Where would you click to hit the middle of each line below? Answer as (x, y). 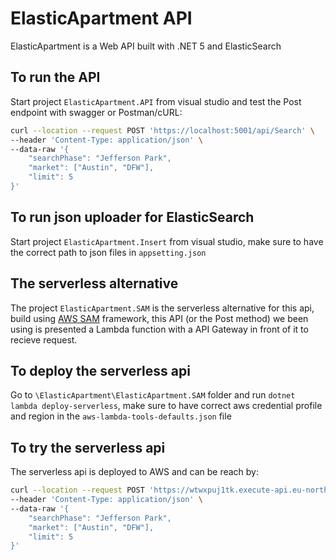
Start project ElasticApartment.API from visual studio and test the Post (156, 101)
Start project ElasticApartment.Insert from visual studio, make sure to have (167, 241)
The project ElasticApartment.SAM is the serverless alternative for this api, (162, 308)
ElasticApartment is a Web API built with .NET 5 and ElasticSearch (146, 46)
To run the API (55, 77)
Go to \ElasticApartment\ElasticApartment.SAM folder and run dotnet (153, 395)
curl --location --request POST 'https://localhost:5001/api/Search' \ (162, 130)
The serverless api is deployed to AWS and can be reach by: (135, 472)
